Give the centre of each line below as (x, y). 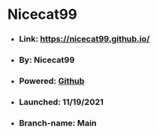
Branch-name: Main (58, 123)
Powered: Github (51, 81)
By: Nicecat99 (47, 60)
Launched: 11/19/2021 (61, 102)
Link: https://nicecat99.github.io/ (84, 39)
